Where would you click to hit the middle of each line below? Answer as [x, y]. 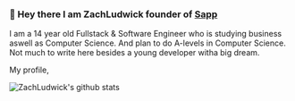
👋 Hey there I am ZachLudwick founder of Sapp [114, 14]
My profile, [29, 70]
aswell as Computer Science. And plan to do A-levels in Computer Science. [147, 43]
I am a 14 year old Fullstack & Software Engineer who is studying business [146, 34]
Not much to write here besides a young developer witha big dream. [135, 53]
